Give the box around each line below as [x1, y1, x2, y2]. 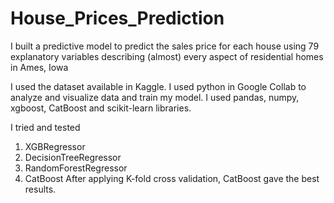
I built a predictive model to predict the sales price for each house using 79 [10, 40, 320, 52]
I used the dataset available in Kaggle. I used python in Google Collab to [10, 80, 307, 92]
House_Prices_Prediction [10, 7, 225, 30]
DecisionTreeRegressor [24, 151, 122, 163]
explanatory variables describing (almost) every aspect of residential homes [10, 50, 324, 62]
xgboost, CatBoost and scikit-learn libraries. [10, 102, 192, 114]
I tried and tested [10, 121, 81, 133]
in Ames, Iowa [10, 61, 69, 73]
